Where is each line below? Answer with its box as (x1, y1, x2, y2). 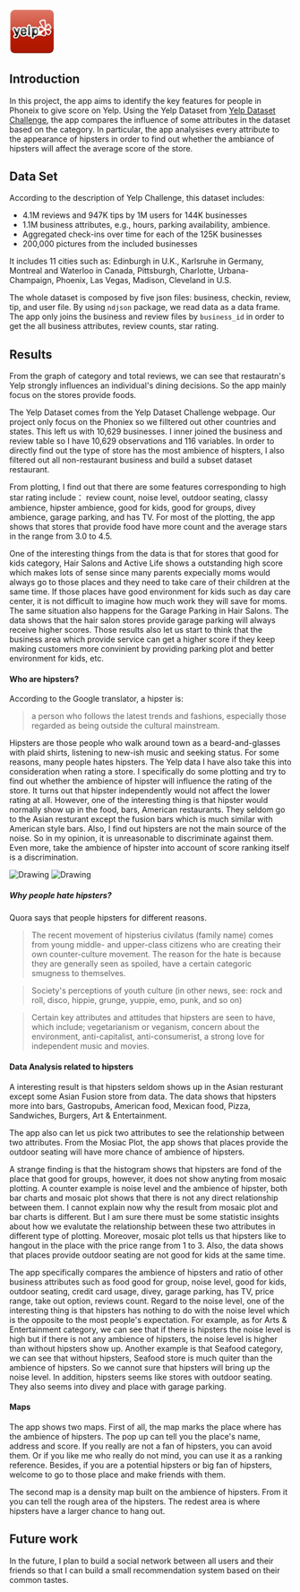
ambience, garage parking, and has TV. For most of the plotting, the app (9, 512, 276, 523)
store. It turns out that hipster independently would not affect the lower (9, 785, 270, 796)
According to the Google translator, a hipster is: (9, 694, 184, 705)
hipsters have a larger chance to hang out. (9, 1505, 166, 1516)
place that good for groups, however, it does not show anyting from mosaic (9, 1173, 287, 1184)
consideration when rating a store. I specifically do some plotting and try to (9, 766, 287, 777)
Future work (9, 1532, 79, 1547)
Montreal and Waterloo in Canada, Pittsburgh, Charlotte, (9, 265, 217, 276)
